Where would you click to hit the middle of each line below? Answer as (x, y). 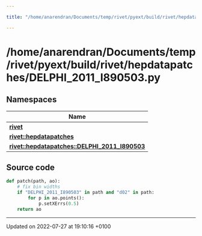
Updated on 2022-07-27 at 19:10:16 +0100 (59, 226)
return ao (29, 209)
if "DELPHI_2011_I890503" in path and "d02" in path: (86, 193)
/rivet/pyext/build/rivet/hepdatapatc (100, 65)
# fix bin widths (39, 187)
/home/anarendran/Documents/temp (101, 52)
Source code (31, 168)
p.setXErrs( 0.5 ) (59, 204)
